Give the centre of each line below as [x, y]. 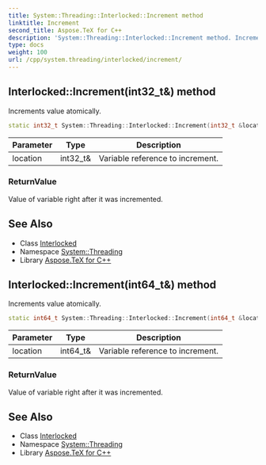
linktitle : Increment [44, 23]
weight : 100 [28, 52]
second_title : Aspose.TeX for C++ [65, 30]
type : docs [26, 45]
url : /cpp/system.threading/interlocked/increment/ [95, 60]
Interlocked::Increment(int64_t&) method [112, 285]
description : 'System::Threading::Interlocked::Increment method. [120, 38]
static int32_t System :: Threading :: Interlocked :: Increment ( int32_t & [125, 125]
